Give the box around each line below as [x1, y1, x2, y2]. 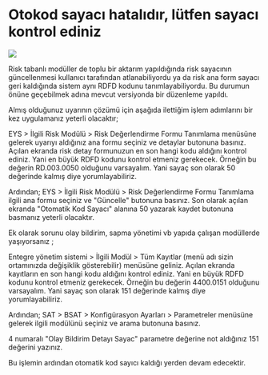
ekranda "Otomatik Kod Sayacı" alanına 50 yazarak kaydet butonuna [8, 204, 234, 213]
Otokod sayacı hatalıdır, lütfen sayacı [8, 6, 259, 24]
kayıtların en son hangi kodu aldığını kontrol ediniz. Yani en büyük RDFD [8, 269, 244, 278]
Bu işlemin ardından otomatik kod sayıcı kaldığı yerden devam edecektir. [8, 357, 246, 367]
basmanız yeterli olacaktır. [8, 212, 94, 221]
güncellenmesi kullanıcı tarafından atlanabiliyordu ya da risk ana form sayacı [8, 72, 260, 82]
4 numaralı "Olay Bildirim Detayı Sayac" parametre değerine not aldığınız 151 [8, 333, 259, 343]
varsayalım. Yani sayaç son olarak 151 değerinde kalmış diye [8, 285, 206, 295]
